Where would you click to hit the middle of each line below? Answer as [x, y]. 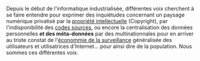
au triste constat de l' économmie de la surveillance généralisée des [89, 40]
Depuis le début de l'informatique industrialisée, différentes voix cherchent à [100, 9]
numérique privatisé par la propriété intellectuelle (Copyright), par [87, 21]
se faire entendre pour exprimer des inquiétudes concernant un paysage [96, 15]
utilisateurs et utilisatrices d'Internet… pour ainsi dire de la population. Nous [99, 46]
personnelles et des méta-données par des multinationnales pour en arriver [100, 34]
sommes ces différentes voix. [42, 52]
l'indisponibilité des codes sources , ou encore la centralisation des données [99, 27]
